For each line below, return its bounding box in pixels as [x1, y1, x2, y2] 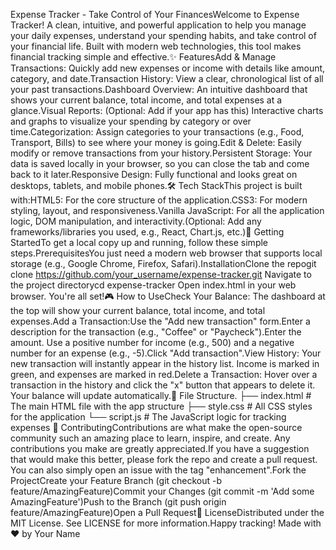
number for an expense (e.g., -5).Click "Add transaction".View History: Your [10, 347, 322, 359]
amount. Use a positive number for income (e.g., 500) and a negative [10, 337, 295, 348]
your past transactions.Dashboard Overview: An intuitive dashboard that [10, 84, 308, 95]
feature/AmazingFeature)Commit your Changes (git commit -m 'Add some [10, 485, 315, 497]
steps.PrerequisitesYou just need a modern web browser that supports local [10, 247, 323, 259]
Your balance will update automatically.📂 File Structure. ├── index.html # [10, 390, 312, 401]
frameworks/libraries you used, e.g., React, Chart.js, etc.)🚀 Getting [10, 226, 285, 238]
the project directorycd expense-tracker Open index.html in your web [10, 279, 297, 291]
